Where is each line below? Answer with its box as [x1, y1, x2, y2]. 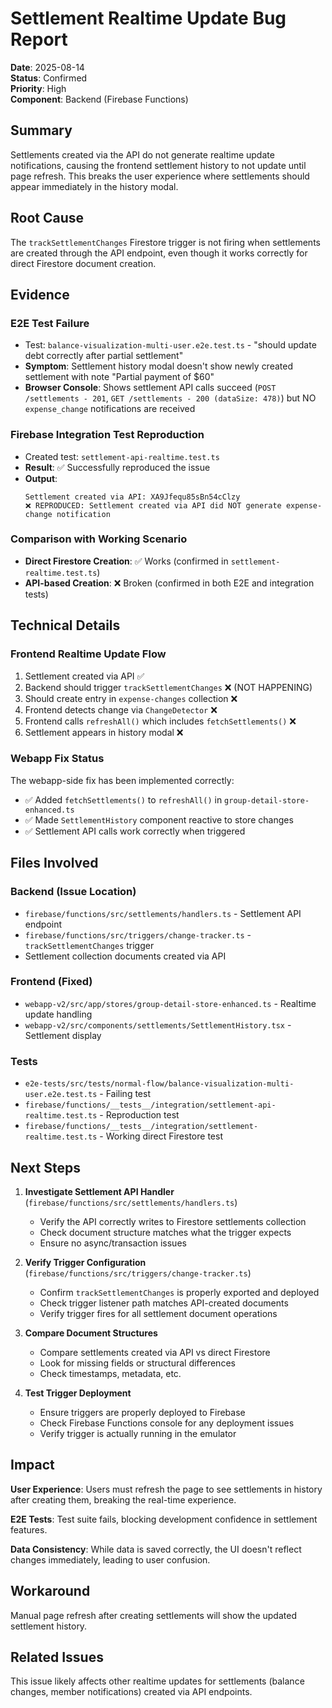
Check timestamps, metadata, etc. [39, 1367, 182, 1379]
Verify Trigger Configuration [24, 1256, 147, 1268]
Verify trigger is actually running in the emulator [39, 1427, 237, 1439]
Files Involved [10, 855, 99, 872]
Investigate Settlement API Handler [24, 1185, 175, 1197]
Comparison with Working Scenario [10, 532, 188, 546]
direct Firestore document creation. [10, 257, 157, 269]
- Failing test [99, 1088, 151, 1100]
